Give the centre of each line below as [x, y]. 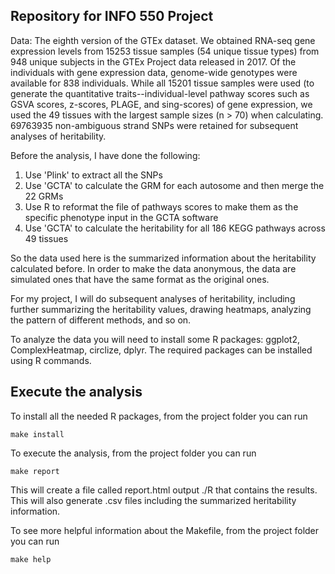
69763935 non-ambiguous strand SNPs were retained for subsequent [154, 125]
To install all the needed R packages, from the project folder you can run [159, 416]
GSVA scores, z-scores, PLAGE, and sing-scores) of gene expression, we [161, 104]
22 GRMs [44, 196]
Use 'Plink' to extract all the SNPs [93, 175]
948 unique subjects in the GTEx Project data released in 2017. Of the [153, 61]
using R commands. [51, 360]
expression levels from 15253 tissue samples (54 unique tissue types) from [165, 51]
